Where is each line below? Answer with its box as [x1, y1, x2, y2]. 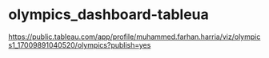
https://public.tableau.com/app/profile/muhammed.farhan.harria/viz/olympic [8, 32, 261, 41]
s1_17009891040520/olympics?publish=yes [8, 40, 151, 49]
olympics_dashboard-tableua [8, 6, 210, 24]
